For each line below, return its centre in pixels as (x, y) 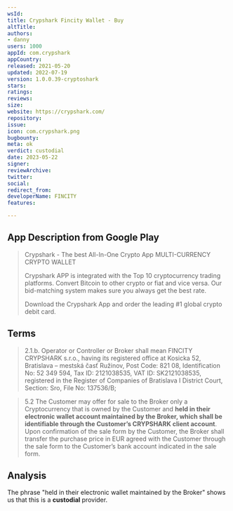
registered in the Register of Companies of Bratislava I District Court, (124, 380)
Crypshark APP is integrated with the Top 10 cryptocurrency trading (122, 275)
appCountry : (25, 60)
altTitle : (22, 27)
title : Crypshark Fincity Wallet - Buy (66, 20)
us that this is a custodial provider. (57, 500)
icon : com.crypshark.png (44, 131)
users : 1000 (25, 46)
